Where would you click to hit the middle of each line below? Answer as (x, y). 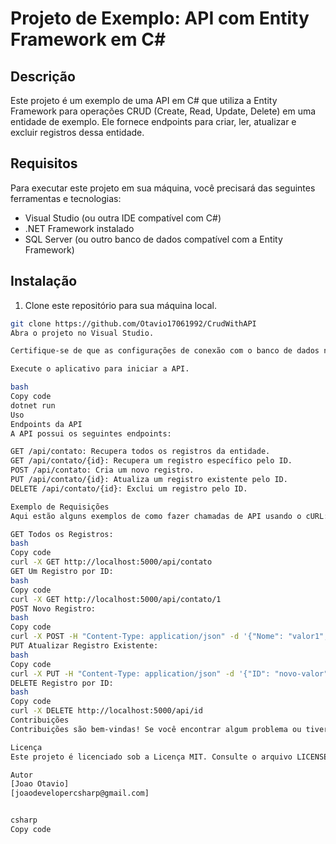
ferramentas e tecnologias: (66, 198)
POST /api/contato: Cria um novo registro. (102, 470)
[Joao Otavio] (40, 784)
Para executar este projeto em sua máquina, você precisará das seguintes (163, 188)
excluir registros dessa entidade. (77, 132)
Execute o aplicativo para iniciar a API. (100, 369)
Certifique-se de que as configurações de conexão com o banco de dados (165, 351)
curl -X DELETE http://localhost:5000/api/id (106, 711)
